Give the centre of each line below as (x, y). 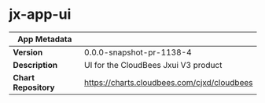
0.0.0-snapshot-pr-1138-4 (138, 52)
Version (28, 52)
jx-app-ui (40, 14)
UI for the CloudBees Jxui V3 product (153, 65)
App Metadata (45, 39)
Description (35, 65)
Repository (34, 87)
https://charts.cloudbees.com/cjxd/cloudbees (169, 82)
